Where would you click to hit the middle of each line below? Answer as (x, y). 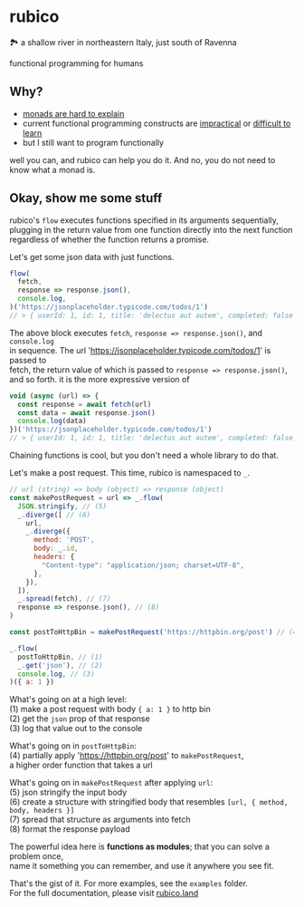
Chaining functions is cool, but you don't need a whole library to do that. (144, 456)
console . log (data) (52, 421)
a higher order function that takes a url (81, 765)
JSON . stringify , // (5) (62, 506)
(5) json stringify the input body (68, 792)
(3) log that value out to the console (76, 728)
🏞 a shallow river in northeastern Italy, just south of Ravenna (123, 42)
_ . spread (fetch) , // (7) (64, 599)
